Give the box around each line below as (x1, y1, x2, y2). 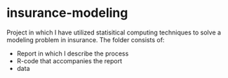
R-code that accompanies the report (16, 56, 122, 65)
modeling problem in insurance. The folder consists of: (6, 35, 165, 44)
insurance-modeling (6, 5, 128, 21)
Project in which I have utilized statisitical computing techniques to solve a (6, 28, 222, 37)
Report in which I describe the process (16, 49, 129, 58)
